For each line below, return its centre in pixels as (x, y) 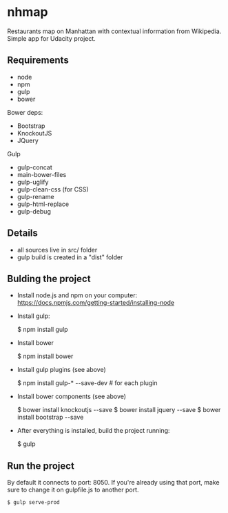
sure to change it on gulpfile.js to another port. (73, 490)
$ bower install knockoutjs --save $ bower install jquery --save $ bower (119, 410)
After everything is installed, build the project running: (93, 431)
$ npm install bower (45, 356)
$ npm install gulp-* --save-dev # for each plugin (87, 383)
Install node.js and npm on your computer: (77, 295)
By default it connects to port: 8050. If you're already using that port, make (113, 483)
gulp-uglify (33, 182)
